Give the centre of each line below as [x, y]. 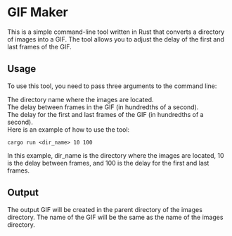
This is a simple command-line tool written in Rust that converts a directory [116, 32]
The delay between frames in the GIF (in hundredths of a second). [103, 107]
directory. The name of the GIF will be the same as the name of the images [115, 217]
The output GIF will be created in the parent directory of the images [105, 209]
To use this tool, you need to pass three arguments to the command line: [112, 86]
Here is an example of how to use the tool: [69, 129]
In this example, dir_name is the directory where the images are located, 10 [116, 155]
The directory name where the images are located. [80, 99]
